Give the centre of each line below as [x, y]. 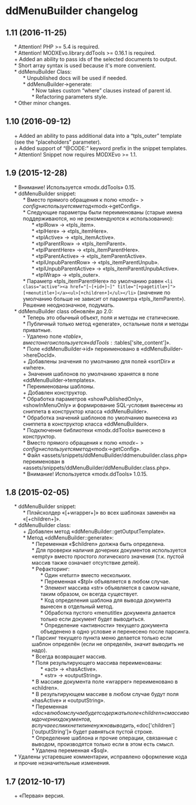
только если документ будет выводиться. [92, 619]
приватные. [37, 330]
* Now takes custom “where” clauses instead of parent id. [102, 90]
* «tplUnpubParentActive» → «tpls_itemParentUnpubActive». [105, 269]
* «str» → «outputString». [71, 675]
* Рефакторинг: [50, 569]
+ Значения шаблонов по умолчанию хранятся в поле [91, 374]
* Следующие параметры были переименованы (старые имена [102, 212]
